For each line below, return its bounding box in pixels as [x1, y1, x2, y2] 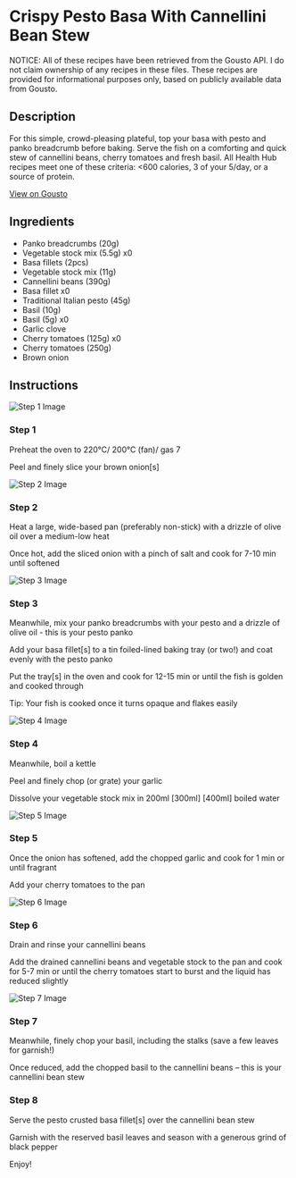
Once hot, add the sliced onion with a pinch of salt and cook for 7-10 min [9, 548, 276, 559]
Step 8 [9, 1094, 38, 1106]
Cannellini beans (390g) [21, 275, 111, 287]
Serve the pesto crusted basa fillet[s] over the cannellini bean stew [9, 1115, 256, 1125]
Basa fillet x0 [21, 285, 70, 296]
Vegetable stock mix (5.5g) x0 [21, 248, 133, 258]
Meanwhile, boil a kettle [9, 758, 96, 769]
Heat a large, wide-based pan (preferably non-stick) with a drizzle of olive [9, 521, 282, 532]
